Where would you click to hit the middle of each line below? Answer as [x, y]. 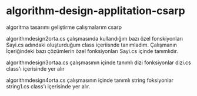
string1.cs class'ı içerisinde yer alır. [48, 86]
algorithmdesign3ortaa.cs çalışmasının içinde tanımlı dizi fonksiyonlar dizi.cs [98, 62]
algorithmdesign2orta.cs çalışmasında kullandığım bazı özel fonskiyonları [95, 38]
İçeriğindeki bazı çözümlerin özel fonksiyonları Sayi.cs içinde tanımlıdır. [92, 51]
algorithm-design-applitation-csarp [96, 11]
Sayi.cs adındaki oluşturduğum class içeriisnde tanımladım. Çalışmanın [92, 45]
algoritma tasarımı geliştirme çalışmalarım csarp [64, 27]
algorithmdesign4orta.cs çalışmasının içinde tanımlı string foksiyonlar [90, 80]
